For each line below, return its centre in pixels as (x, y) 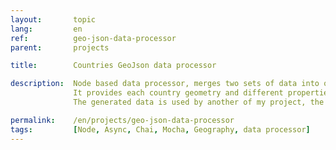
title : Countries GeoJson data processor (113, 66)
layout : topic (53, 19)
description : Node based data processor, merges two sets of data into (165, 84)
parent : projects (60, 47)
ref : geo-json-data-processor (93, 38)
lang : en (46, 29)
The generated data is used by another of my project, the (199, 102)
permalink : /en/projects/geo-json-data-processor (122, 120)
